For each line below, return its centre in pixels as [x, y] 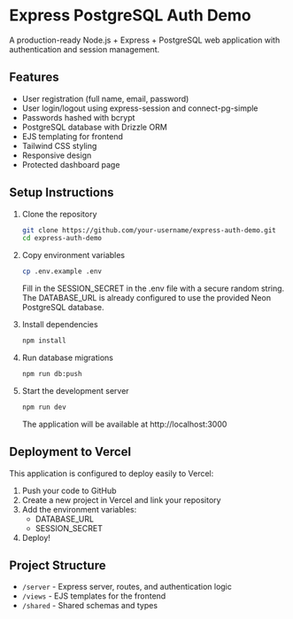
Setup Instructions [62, 193]
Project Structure [58, 565]
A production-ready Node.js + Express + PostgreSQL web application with [145, 40]
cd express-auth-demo [62, 239]
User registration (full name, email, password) [105, 98]
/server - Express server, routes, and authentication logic [127, 587]
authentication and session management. [85, 49]
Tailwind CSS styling [59, 145]
